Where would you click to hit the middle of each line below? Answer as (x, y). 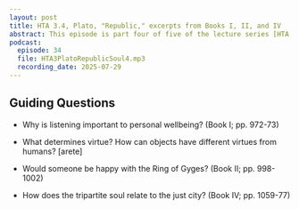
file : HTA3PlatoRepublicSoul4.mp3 (81, 59)
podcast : (25, 42)
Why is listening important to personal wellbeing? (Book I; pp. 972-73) (150, 125)
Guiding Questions (62, 103)
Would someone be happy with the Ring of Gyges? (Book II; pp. (139, 168)
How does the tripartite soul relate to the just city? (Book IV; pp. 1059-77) (156, 195)
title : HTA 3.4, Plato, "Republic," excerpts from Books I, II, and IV (145, 26)
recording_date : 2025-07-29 (70, 68)
